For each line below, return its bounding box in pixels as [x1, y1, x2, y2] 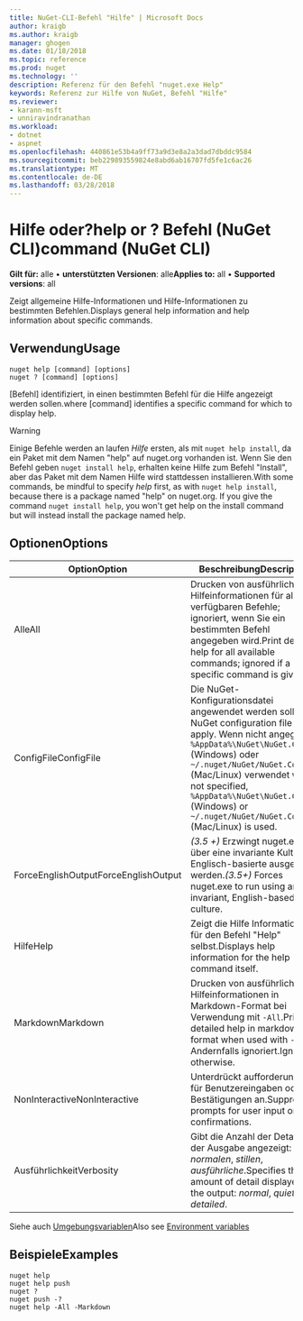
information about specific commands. [9, 315, 153, 326]
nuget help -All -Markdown [9, 1302, 111, 1312]
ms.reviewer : [9, 96, 59, 106]
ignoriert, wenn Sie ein [190, 611, 286, 624]
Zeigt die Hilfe [190, 917, 250, 930]
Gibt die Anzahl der [190, 1130, 272, 1142]
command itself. [190, 962, 259, 975]
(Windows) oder [190, 748, 260, 760]
